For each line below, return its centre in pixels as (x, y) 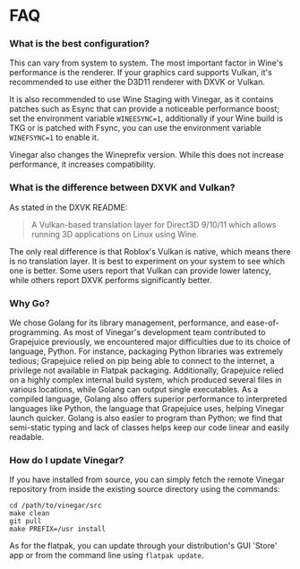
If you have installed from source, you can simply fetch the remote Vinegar (147, 479)
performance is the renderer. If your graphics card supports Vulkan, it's (141, 73)
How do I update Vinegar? (67, 460)
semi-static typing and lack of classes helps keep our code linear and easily (149, 427)
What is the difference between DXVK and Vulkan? (122, 187)
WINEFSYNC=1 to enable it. (54, 138)
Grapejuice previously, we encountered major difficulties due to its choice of (150, 342)
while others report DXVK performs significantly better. (111, 280)
